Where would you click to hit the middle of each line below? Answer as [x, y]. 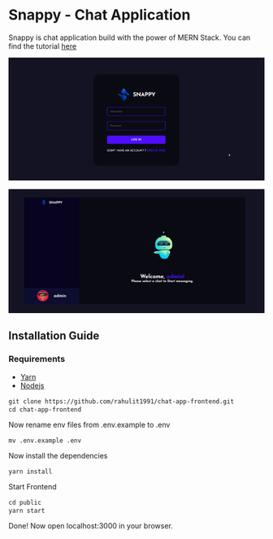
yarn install [30, 472]
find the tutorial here [43, 46]
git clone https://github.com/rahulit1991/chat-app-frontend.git [121, 401]
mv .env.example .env [45, 441]
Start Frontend [32, 486]
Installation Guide [54, 336]
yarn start [27, 511]
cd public [25, 502]
